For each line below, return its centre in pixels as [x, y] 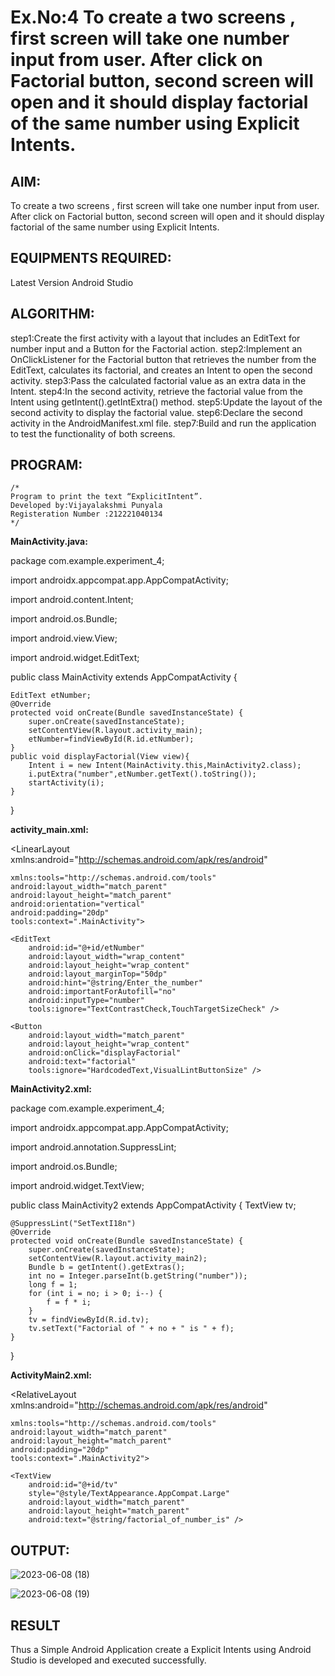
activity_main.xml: [49, 830]
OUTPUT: [40, 1550]
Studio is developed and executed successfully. [108, 1660]
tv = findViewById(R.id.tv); [89, 1320]
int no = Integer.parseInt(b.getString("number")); [138, 1276]
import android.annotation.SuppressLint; [93, 1147]
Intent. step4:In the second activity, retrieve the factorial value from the [156, 391]
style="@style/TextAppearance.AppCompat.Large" [129, 1494]
